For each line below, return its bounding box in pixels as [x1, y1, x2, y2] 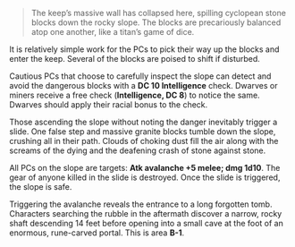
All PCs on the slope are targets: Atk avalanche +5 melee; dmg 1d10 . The [9, 163, 281, 173]
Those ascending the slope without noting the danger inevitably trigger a [9, 116, 278, 127]
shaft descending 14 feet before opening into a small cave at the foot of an [9, 218, 283, 228]
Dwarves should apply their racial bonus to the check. [9, 99, 208, 110]
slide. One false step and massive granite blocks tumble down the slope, [9, 126, 276, 137]
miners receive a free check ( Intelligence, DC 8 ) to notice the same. [9, 89, 261, 100]
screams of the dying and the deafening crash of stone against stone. [9, 145, 266, 156]
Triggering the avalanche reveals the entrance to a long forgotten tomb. [9, 199, 273, 209]
